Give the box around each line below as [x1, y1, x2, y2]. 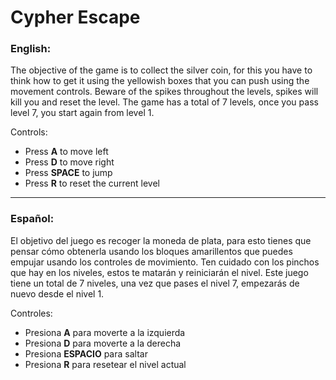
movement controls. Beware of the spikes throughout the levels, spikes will [10, 86, 319, 98]
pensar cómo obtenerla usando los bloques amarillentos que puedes [10, 245, 293, 257]
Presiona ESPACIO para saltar [24, 347, 148, 360]
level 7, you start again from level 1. [10, 107, 155, 119]
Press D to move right [24, 156, 115, 168]
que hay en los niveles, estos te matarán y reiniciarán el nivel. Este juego [10, 266, 309, 278]
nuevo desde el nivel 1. [10, 287, 105, 300]
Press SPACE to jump [24, 167, 113, 179]
